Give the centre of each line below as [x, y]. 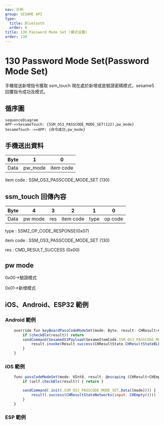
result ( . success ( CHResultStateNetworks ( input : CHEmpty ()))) [93, 395]
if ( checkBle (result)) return [53, 335]
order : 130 [16, 37]
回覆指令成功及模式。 [26, 91]
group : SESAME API [24, 14]
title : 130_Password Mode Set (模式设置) [46, 32]
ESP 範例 [15, 417]
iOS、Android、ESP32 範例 [47, 305]
